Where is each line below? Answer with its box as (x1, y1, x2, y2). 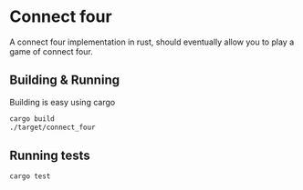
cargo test (9, 172, 51, 181)
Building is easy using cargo (9, 96, 116, 107)
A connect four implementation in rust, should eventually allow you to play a (9, 36, 295, 47)
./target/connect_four (9, 123, 96, 132)
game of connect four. (9, 45, 93, 56)
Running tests (9, 147, 91, 163)
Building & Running (9, 73, 120, 88)
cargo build (9, 114, 55, 124)
